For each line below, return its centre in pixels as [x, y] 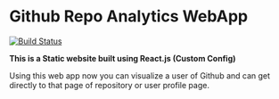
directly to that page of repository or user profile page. [109, 85]
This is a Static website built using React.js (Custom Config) [123, 58]
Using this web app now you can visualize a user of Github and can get [139, 75]
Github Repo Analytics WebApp [128, 16]
